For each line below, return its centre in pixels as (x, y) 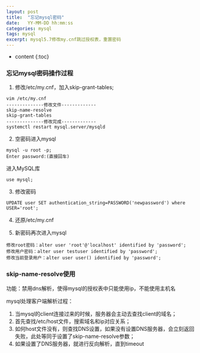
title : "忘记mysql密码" (35, 17)
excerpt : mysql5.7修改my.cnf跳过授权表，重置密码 (64, 39)
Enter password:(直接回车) (38, 157)
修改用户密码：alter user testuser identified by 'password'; (82, 252)
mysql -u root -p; (29, 150)
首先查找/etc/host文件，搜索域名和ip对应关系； (73, 321)
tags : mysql (21, 34)
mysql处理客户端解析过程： (40, 301)
